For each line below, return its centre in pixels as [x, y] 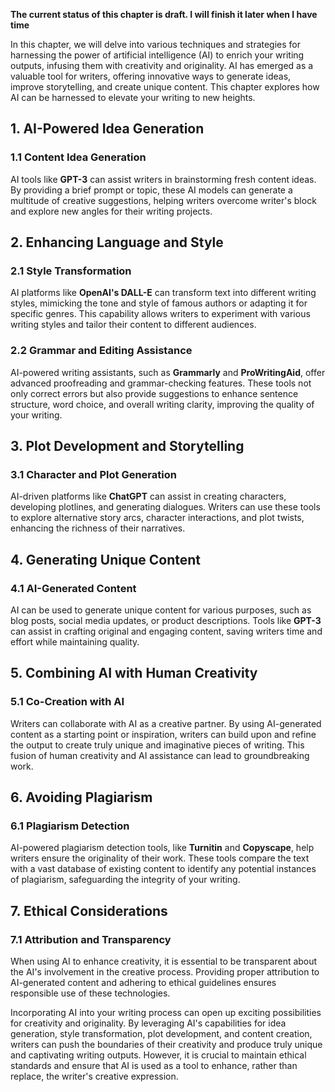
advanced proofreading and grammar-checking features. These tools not [161, 383]
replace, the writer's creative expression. [94, 1076]
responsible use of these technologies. [90, 993]
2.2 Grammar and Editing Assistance [101, 351]
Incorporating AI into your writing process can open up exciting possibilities [166, 1013]
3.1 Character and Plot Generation [93, 474]
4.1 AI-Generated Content [73, 588]
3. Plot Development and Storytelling [127, 446]
